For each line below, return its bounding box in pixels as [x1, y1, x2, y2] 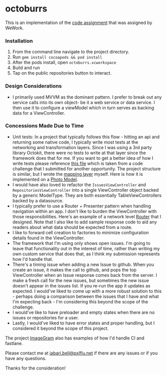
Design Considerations [5, 83, 62, 90]
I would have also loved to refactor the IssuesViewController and [12, 181, 146, 188]
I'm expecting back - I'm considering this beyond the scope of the [12, 298, 149, 304]
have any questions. [5, 355, 46, 361]
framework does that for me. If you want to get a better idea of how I [12, 155, 154, 161]
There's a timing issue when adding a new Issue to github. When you [12, 261, 155, 267]
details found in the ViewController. [12, 235, 85, 241]
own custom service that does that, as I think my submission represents [12, 251, 160, 257]
